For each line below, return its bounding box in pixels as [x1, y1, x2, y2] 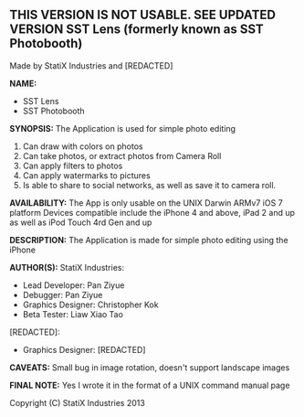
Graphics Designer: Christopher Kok [22, 299, 159, 310]
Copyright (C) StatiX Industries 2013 [9, 397, 146, 408]
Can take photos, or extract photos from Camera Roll [22, 150, 222, 161]
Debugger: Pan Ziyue [22, 289, 103, 300]
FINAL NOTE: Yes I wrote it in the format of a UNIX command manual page [9, 380, 290, 390]
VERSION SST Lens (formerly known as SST [9, 22, 265, 37]
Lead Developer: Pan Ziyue [22, 279, 125, 291]
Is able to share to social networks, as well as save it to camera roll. [22, 179, 277, 190]
